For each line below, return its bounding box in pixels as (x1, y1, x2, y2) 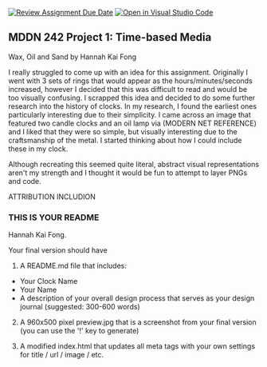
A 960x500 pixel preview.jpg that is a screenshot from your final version (19, 317, 257, 327)
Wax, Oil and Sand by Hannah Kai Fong (8, 52, 137, 62)
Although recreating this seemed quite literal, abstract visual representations (8, 159, 260, 169)
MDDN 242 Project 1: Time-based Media (8, 30, 212, 44)
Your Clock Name (19, 277, 78, 286)
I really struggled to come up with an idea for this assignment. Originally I (8, 67, 249, 77)
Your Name (19, 285, 57, 295)
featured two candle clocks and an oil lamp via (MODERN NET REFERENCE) (8, 118, 257, 128)
